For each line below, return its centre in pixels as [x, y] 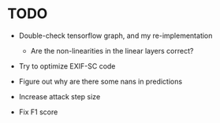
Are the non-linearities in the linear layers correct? [112, 50]
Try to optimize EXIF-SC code [67, 66]
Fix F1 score [38, 112]
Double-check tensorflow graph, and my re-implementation [116, 35]
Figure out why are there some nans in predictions [101, 81]
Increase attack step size [60, 96]
